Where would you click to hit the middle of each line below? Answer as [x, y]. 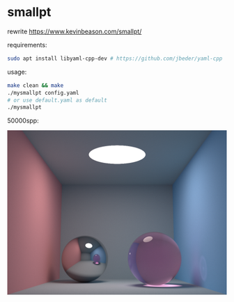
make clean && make [36, 85]
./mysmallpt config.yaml [43, 93]
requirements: [27, 45]
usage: [17, 72]
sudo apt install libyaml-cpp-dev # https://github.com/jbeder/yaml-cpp [115, 58]
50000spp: [23, 121]
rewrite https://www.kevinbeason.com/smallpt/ [75, 31]
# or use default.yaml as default [57, 100]
